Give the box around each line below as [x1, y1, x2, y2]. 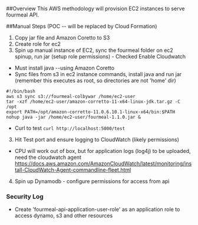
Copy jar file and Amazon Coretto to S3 [14, 34, 110, 41]
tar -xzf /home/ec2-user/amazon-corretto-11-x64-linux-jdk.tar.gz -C [6, 99, 181, 105]
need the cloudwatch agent [14, 154, 81, 161]
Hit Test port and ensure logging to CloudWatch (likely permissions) [14, 136, 180, 143]
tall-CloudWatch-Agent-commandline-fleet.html [14, 167, 131, 173]
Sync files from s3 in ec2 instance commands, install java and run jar [14, 71, 182, 77]
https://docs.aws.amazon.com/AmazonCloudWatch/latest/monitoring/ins [14, 160, 192, 167]
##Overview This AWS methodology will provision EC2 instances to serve [6, 5, 185, 12]
